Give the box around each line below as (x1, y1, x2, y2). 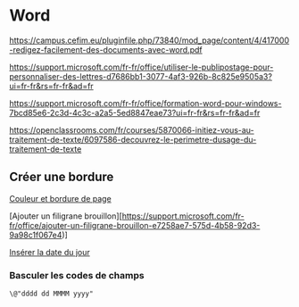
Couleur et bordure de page (9, 193, 112, 203)
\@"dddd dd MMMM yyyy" (9, 289, 94, 299)
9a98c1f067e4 (9, 229, 62, 240)
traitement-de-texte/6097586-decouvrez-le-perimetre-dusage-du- (9, 134, 257, 145)
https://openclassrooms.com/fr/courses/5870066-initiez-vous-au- (9, 124, 254, 135)
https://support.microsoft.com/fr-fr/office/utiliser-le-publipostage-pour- (9, 62, 274, 72)
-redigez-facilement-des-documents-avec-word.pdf (9, 44, 203, 54)
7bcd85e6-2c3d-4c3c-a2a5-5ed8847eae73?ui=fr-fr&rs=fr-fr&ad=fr (9, 107, 261, 118)
